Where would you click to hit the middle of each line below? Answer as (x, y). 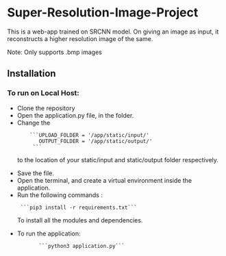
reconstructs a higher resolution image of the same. (80, 38)
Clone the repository (46, 108)
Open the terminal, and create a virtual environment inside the (104, 180)
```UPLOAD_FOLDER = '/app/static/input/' (89, 135)
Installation (32, 74)
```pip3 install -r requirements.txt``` (79, 207)
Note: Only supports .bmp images (55, 52)
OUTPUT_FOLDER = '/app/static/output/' (96, 141)
